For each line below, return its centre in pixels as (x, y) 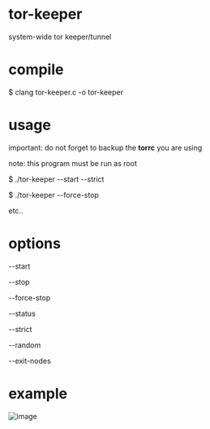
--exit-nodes (30, 361)
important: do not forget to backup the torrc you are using (105, 147)
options (34, 243)
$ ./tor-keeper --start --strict (56, 179)
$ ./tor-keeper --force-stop (54, 195)
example (38, 394)
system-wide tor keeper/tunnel (60, 37)
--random (25, 345)
